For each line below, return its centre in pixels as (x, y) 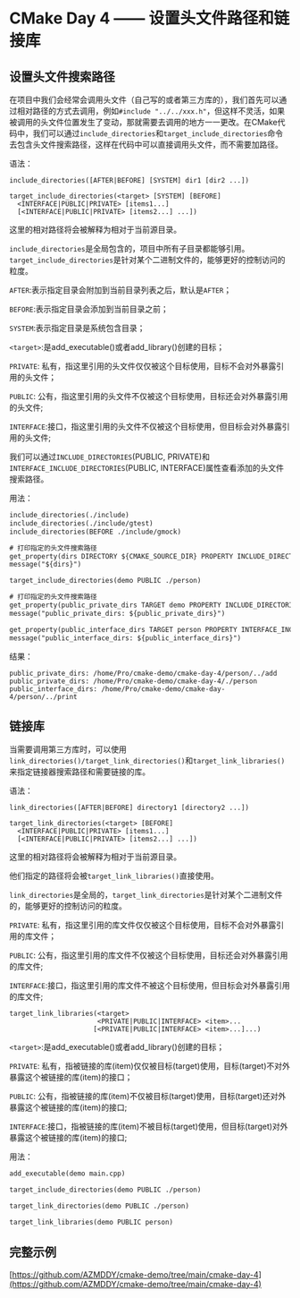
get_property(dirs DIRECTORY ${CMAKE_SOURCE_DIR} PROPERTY (121, 556)
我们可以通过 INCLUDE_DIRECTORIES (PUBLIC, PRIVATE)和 (109, 457)
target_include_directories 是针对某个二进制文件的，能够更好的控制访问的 (147, 260)
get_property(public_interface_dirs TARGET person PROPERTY (124, 629)
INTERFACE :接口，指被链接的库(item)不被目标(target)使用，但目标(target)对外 (149, 1127)
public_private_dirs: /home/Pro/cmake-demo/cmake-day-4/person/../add (143, 673)
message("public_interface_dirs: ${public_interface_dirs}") (125, 638)
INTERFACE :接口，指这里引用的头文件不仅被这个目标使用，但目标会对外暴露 (146, 427)
